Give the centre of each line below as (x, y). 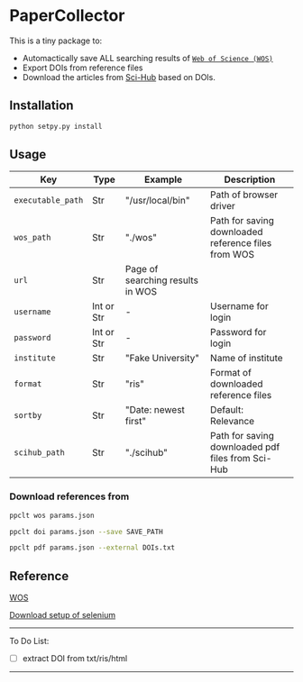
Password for (239, 332)
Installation (41, 106)
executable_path (49, 200)
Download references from (69, 496)
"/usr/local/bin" (157, 201)
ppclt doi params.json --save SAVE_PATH (87, 532)
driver (223, 206)
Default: (227, 410)
